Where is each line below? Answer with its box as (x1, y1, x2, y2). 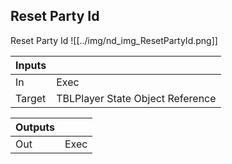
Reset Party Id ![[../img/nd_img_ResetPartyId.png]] (10, 34, 218, 46)
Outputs (15, 120, 55, 134)
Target (15, 91, 47, 105)
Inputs (15, 58, 47, 72)
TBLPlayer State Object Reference (56, 91, 217, 105)
